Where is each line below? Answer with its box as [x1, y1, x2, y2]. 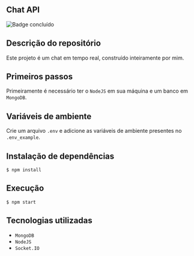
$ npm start [6, 199, 36, 205]
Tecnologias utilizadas [6, 216, 92, 226]
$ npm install [6, 167, 42, 173]
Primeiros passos [6, 72, 73, 82]
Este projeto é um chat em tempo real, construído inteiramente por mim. [6, 54, 184, 61]
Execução [6, 183, 44, 194]
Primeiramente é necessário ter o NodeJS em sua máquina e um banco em [6, 87, 188, 95]
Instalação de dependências [6, 151, 115, 161]
